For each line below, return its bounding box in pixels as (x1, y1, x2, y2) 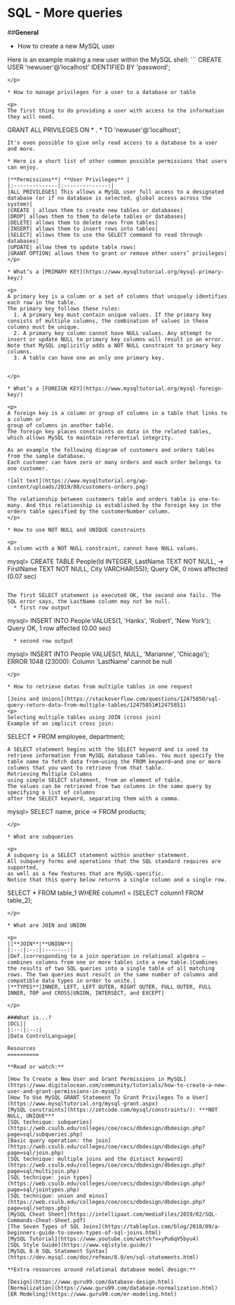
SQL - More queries (7, 5, 123, 21)
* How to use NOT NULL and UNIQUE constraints (7, 526, 146, 533)
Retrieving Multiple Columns (7, 770, 93, 778)
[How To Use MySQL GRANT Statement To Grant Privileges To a (7, 1094, 190, 1101)
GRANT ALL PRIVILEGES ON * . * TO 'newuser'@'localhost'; (7, 125, 181, 134)
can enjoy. (7, 164, 39, 171)
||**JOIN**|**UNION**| (7, 940, 74, 947)
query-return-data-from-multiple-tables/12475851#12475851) (7, 701, 187, 709)
